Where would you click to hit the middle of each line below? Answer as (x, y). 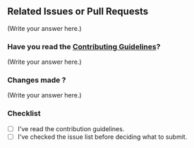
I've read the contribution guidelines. (71, 128)
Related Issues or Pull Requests (78, 12)
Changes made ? (37, 80)
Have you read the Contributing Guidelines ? (84, 46)
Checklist (24, 114)
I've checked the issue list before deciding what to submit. (102, 137)
